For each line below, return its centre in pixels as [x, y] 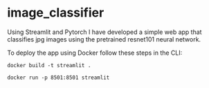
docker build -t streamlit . [49, 65]
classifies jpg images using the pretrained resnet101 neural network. [104, 39]
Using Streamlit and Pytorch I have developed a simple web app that [104, 32]
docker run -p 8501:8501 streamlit [58, 78]
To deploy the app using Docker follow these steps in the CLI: [95, 53]
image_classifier [56, 13]
